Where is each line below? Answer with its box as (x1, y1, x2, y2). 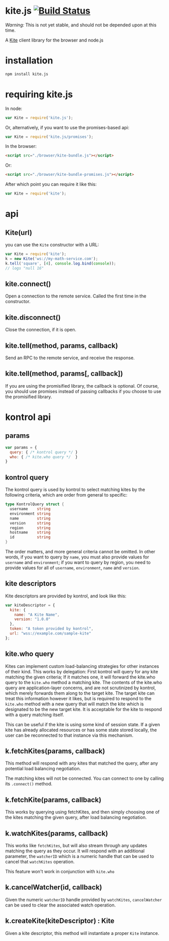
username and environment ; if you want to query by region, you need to (5, 559, 151, 565)
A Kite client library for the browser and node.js (5, 37, 103, 43)
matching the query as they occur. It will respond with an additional (5, 848, 145, 854)
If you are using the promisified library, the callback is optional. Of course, (5, 383, 159, 389)
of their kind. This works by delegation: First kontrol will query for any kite (5, 668, 158, 674)
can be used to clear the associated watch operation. (5, 902, 116, 908)
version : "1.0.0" (14, 617, 51, 622)
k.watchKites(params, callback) (5, 829, 108, 838)
